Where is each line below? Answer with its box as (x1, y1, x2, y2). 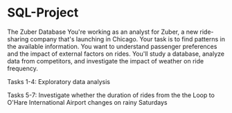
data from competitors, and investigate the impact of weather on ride (7, 56, 204, 65)
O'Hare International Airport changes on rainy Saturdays (7, 98, 168, 106)
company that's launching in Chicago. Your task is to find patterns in (30, 34, 225, 43)
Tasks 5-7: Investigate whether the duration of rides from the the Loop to (7, 91, 215, 99)
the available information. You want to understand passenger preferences (7, 42, 217, 50)
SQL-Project (7, 5, 79, 21)
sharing (7, 34, 29, 43)
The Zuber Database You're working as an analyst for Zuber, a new (7, 28, 199, 36)
